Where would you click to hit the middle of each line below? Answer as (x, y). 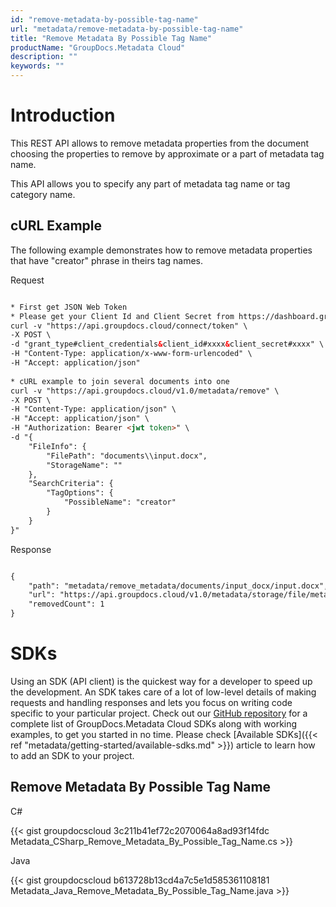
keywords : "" (37, 66)
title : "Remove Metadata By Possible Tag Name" (111, 38)
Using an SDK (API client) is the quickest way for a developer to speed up (161, 681)
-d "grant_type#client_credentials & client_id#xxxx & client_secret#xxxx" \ (167, 344)
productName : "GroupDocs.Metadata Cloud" (98, 47)
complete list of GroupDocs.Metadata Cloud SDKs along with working (154, 723)
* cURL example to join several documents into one (120, 381)
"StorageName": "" (84, 465)
